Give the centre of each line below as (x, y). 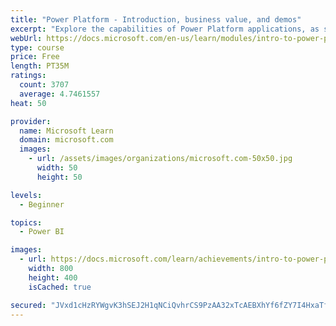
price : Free (35, 57)
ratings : (28, 76)
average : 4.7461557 (60, 94)
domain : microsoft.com (66, 140)
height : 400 (53, 277)
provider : (31, 121)
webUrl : (26, 38)
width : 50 (57, 168)
